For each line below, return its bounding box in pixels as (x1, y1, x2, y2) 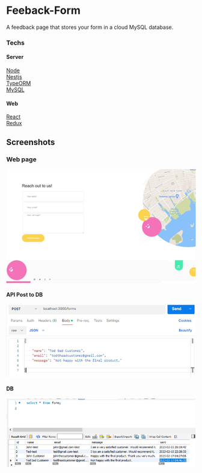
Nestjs (6, 73, 22, 81)
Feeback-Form (6, 4, 81, 17)
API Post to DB (6, 291, 43, 298)
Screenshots (6, 137, 55, 147)
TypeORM (6, 79, 31, 87)
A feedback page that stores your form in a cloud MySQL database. (6, 23, 174, 31)
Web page (6, 155, 37, 163)
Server (6, 54, 24, 61)
